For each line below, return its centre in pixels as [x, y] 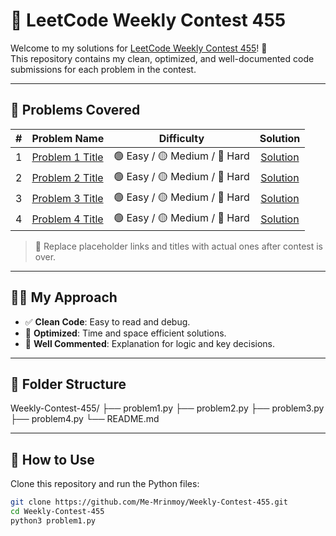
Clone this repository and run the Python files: [105, 484]
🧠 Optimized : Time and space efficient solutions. [125, 333]
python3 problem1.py [53, 520]
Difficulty [181, 138]
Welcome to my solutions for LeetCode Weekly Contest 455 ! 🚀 [139, 48]
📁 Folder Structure [68, 384]
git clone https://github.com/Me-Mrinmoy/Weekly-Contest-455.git [149, 502]
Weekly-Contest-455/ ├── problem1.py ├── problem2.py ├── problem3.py [167, 408]
